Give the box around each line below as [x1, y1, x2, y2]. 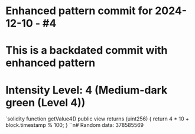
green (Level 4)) [5, 96, 86, 109]
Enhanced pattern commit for [5, 4, 153, 18]
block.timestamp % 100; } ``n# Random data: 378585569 [5, 122, 144, 129]
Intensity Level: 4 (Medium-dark [5, 83, 168, 97]
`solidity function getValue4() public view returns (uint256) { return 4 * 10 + [5, 115, 190, 122]
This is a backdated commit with [5, 44, 168, 57]
